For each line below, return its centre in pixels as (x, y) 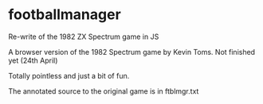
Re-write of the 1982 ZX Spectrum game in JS (84, 37)
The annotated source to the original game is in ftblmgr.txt (104, 91)
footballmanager (65, 15)
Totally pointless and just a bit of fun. (69, 75)
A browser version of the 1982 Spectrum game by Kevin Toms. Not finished (132, 52)
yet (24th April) (33, 60)
